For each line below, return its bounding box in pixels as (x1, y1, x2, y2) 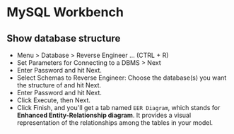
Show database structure (6, 32, 121, 44)
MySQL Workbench (6, 4, 124, 20)
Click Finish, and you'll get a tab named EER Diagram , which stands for (16, 104, 221, 111)
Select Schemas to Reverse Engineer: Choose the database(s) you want (16, 73, 227, 82)
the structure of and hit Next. (16, 81, 102, 89)
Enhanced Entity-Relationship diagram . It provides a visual (16, 111, 192, 119)
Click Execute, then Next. (16, 96, 91, 104)
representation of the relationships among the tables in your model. (16, 118, 213, 127)
